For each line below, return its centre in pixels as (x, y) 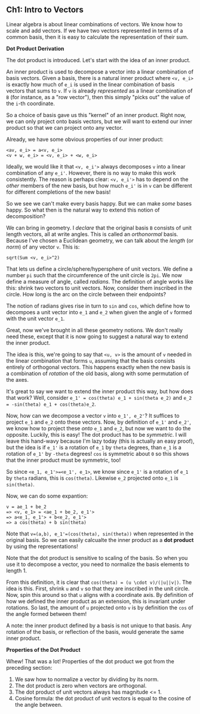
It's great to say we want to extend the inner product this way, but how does (100, 391)
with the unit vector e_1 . (36, 318)
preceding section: (29, 667)
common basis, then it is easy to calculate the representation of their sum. (97, 37)
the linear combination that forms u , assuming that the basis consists (91, 360)
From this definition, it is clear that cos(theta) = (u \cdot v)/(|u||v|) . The (99, 582)
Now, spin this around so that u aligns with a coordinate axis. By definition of (100, 595)
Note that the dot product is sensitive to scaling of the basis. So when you (97, 557)
